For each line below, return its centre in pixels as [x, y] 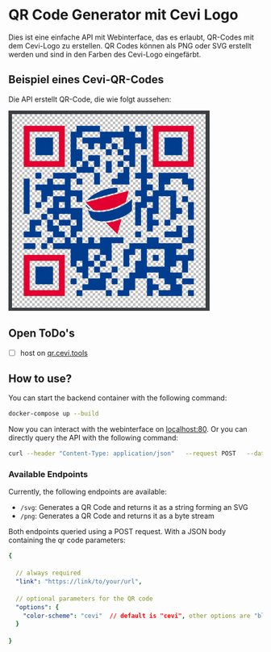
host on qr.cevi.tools [54, 353]
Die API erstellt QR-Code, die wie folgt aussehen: [90, 99]
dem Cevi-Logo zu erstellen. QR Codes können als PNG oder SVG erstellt [130, 45]
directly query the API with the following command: [94, 438]
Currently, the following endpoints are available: [88, 492]
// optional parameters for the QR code [84, 599]
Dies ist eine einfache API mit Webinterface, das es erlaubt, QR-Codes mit [131, 37]
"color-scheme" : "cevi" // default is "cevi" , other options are [137, 616]
